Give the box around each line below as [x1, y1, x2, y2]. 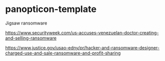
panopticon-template [5, 3, 97, 15]
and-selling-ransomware [5, 35, 57, 41]
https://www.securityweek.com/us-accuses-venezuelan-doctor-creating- [5, 29, 159, 35]
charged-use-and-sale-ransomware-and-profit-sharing [5, 50, 121, 56]
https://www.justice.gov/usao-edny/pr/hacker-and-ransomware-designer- [5, 44, 160, 50]
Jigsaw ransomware [5, 20, 47, 26]
